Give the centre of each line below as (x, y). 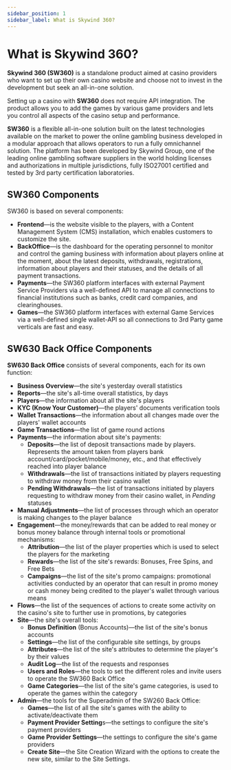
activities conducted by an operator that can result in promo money (123, 583)
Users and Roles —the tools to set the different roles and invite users (124, 672)
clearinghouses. (40, 305)
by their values (48, 657)
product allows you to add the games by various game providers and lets (110, 108)
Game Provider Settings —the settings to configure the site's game (122, 737)
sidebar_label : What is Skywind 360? (61, 20)
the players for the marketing (68, 554)
